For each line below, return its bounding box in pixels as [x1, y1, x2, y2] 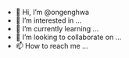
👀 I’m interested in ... [15, 16, 82, 25]
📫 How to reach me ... [15, 42, 88, 50]
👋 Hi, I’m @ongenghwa [15, 8, 90, 16]
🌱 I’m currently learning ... [15, 24, 99, 33]
